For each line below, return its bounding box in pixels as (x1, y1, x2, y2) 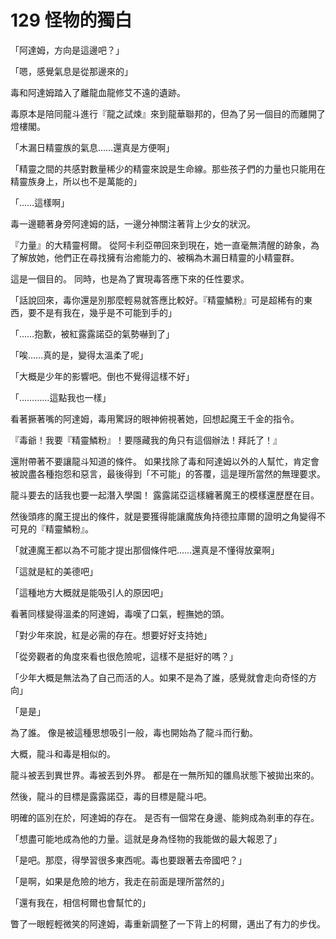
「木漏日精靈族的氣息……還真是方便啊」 (10, 141, 175, 153)
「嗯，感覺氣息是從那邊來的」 (10, 65, 133, 77)
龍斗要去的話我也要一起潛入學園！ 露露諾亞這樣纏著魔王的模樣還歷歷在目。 (10, 489, 320, 501)
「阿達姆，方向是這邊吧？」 (10, 44, 125, 56)
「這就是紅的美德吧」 (10, 565, 98, 577)
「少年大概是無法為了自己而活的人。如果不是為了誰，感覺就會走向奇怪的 (10, 671, 308, 683)
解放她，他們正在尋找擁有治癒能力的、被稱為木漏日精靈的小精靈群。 (18, 251, 300, 263)
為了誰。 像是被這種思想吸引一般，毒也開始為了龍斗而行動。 (10, 726, 258, 738)
